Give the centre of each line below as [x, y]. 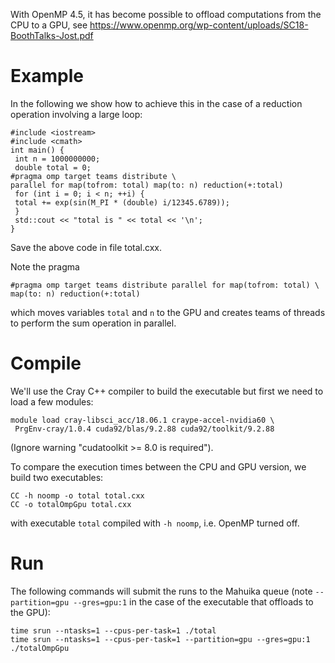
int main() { [37, 150]
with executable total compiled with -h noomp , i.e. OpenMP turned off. [155, 523]
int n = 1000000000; [57, 159]
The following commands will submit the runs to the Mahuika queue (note [161, 591]
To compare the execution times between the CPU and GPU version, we [158, 466]
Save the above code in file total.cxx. [86, 247]
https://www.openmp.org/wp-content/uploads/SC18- [199, 25]
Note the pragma [45, 266]
